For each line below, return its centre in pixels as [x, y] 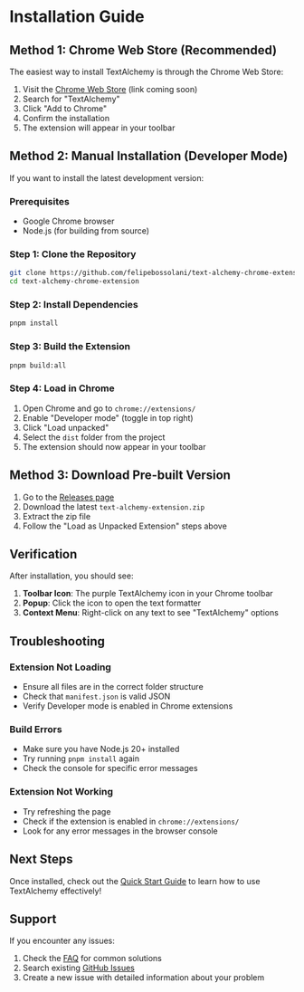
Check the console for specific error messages [110, 768]
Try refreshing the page [66, 811]
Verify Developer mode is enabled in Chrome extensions [128, 706]
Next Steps [41, 859]
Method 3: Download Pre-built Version [120, 476]
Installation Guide [77, 17]
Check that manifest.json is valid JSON [96, 696]
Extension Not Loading [60, 667]
